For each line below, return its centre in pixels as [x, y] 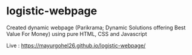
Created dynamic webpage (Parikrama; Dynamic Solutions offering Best [96, 27]
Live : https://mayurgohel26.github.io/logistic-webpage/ [76, 45]
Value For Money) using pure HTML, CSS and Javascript [77, 33]
